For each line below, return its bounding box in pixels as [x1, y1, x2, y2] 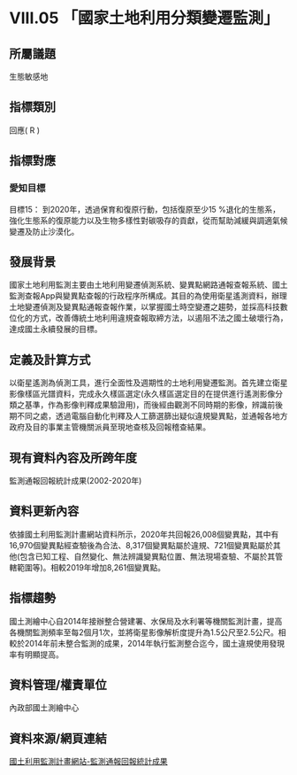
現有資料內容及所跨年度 [9, 450, 137, 465]
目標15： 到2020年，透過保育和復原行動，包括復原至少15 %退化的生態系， [9, 204, 281, 214]
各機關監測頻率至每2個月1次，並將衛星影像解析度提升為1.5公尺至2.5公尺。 [9, 626, 278, 638]
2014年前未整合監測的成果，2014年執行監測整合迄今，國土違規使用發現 [24, 638, 286, 648]
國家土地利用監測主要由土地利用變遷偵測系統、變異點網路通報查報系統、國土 [9, 280, 288, 291]
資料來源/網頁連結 [9, 731, 108, 746]
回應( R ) [9, 125, 41, 136]
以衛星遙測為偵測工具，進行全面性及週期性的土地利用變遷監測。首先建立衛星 [9, 377, 288, 388]
